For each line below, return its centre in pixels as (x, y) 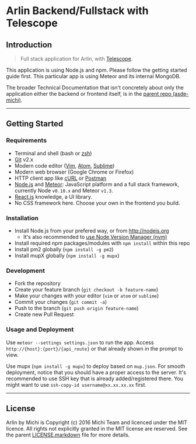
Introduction (29, 45)
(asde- (181, 94)
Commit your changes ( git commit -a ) (61, 302)
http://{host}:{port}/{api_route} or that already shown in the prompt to (94, 348)
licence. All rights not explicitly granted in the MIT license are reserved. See (97, 429)
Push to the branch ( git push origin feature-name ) (76, 308)
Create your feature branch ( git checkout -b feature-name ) (86, 290)
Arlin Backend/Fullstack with (77, 11)
